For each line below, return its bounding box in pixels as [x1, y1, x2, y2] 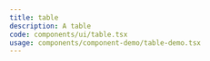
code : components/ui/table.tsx [9, 30, 128, 39]
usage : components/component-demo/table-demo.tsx [9, 38, 202, 48]
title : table [9, 13, 59, 22]
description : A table [9, 22, 92, 30]
